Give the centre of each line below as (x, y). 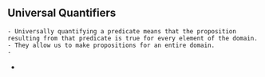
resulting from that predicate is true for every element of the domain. (133, 38)
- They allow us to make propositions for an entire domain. (111, 45)
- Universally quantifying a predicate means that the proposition (122, 31)
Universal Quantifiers (62, 13)
